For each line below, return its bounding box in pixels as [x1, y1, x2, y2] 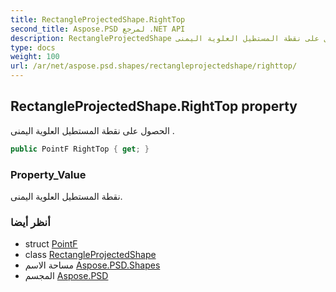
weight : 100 [10, 52, 60, 62]
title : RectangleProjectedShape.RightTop [10, 14, 186, 25]
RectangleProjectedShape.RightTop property [10, 98, 298, 115]
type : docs [10, 42, 56, 53]
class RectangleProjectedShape [24, 249, 157, 261]
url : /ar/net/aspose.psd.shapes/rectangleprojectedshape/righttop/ [10, 61, 298, 71]
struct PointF [24, 238, 78, 250]
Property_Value [10, 167, 87, 181]
